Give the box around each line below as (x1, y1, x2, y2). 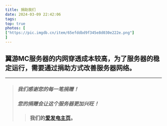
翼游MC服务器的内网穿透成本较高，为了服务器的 (5, 55, 154, 63)
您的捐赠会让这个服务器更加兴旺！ (17, 100, 99, 107)
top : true (5, 21, 26, 26)
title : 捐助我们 (5, 7, 36, 12)
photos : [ (5, 26, 26, 31)
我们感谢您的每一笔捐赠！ (17, 85, 79, 92)
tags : (5, 16, 16, 21)
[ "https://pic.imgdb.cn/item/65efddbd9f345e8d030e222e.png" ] (5, 30, 135, 35)
